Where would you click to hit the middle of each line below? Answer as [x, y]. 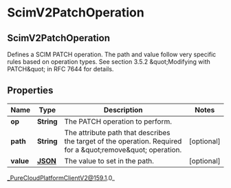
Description [123, 110]
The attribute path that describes [117, 132]
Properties [30, 91]
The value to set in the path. [109, 161]
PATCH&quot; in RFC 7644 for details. [60, 69]
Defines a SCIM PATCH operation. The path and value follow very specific [112, 54]
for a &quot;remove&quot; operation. [123, 150]
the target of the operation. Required [123, 141]
